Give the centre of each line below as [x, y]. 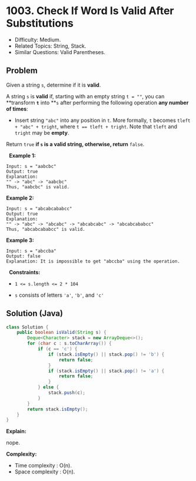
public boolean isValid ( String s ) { [62, 333]
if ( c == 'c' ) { [57, 349]
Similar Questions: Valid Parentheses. [60, 52]
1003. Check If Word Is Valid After [90, 11]
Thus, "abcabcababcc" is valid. [46, 229]
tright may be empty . [42, 132]
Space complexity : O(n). [45, 472]
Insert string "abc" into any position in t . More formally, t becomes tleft [102, 120]
